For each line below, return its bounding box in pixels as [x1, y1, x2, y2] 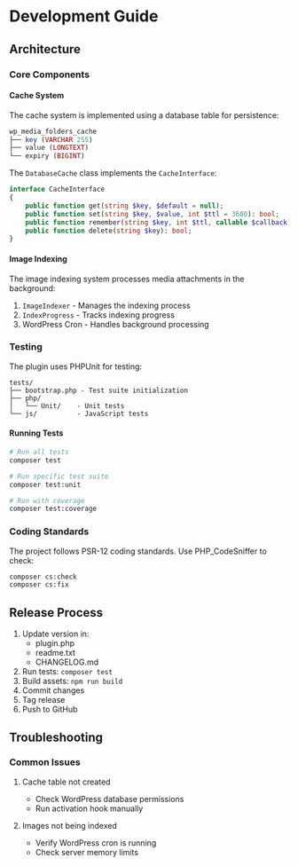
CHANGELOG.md [35, 657, 99, 667]
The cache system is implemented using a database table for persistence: [9, 109, 279, 121]
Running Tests [9, 428, 64, 438]
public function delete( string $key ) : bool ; [25, 226, 192, 235]
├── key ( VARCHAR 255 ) [9, 135, 93, 144]
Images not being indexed [21, 820, 118, 831]
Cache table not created [21, 776, 111, 787]
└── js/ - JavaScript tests [9, 409, 149, 418]
